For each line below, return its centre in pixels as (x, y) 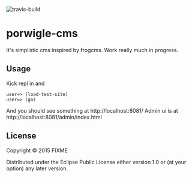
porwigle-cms (42, 34)
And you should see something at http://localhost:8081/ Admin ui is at (92, 110)
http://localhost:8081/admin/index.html (54, 117)
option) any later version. (37, 168)
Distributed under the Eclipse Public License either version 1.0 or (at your (96, 162)
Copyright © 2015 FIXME (37, 150)
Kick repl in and (25, 83)
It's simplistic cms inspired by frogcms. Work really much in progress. (92, 50)
